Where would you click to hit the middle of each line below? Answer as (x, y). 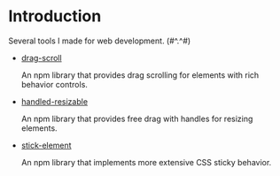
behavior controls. (54, 84)
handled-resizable (54, 101)
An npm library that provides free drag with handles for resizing (137, 119)
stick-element (46, 145)
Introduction (55, 16)
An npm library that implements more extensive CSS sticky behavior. (146, 162)
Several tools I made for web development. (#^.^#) (100, 41)
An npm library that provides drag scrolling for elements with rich (140, 75)
